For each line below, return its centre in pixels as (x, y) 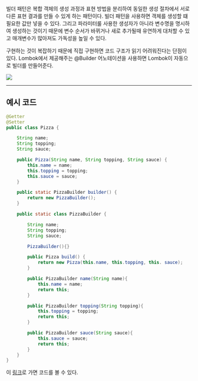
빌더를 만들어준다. (33, 66)
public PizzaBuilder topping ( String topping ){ (85, 306)
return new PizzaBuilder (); (62, 198)
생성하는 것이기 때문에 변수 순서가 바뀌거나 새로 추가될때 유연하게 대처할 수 (98, 31)
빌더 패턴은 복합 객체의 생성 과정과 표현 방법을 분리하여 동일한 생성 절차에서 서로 (98, 9)
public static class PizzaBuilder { (62, 214)
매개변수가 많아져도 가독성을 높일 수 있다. (60, 38)
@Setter (16, 122)
